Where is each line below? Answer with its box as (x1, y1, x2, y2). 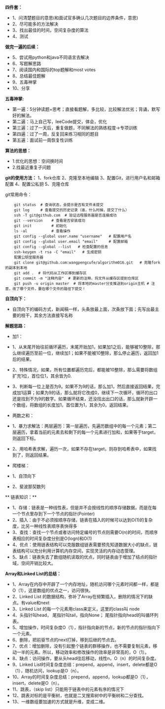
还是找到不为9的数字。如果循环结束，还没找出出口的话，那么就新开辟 (12, 396, 154, 401)
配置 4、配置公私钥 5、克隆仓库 (5, 181, 69, 187)
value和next (25, 600, 50, 606)
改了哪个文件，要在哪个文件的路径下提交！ (12, 286, 86, 291)
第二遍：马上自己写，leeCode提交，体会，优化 (12, 119, 107, 125)
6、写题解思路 (12, 61, 41, 66)
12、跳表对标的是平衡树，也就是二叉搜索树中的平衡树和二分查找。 (12, 693, 147, 698)
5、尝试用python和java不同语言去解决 (12, 54, 90, 60)
